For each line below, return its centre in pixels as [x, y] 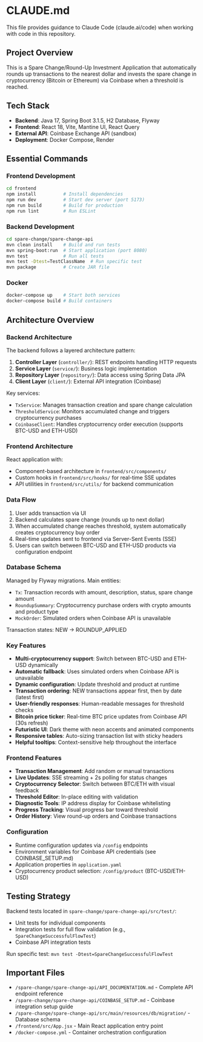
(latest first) [29, 697]
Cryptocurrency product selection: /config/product [79, 871]
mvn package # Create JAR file [58, 267]
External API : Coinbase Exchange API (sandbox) [76, 133]
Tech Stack [28, 106]
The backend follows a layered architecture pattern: [71, 350]
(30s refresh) [32, 723]
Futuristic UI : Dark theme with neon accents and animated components [104, 729]
